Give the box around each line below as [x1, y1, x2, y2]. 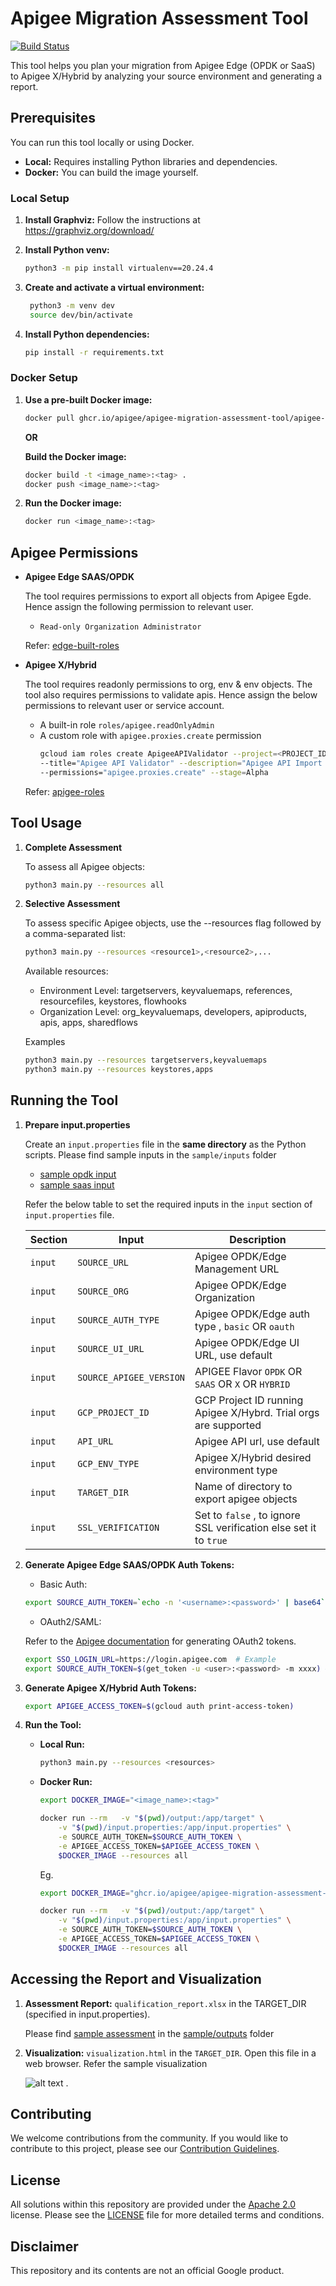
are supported [194, 1418, 262, 1432]
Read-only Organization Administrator [39, 622, 202, 632]
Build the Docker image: [24, 450, 127, 462]
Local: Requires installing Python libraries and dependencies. [24, 155, 278, 167]
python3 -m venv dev [29, 300, 116, 311]
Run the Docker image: [24, 497, 122, 509]
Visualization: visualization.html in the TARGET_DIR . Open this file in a [24, 2047, 317, 2059]
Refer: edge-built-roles [24, 640, 120, 652]
